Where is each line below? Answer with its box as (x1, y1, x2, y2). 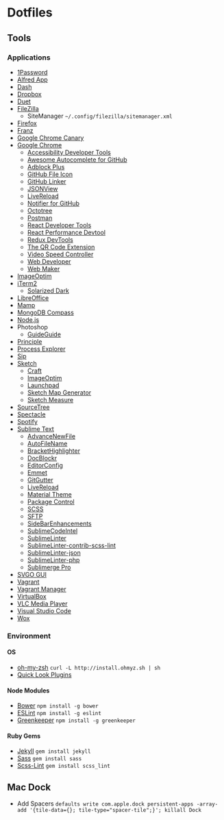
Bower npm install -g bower (16, 701, 99, 710)
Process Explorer (16, 345, 66, 353)
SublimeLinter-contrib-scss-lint (27, 541, 116, 549)
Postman (27, 214, 53, 222)
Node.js (16, 315, 40, 323)
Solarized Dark (27, 286, 70, 295)
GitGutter (27, 475, 53, 484)
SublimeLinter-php (27, 556, 80, 564)
